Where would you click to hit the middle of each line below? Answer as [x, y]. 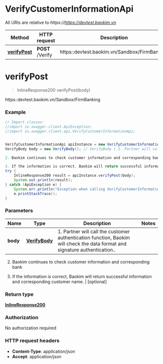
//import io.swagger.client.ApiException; [49, 127]
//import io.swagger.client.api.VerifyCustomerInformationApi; [70, 131]
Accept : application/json [37, 356]
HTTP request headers [32, 341]
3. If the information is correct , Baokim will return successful [73, 167]
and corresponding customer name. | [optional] [59, 282]
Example [16, 112]
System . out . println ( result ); [43, 180]
